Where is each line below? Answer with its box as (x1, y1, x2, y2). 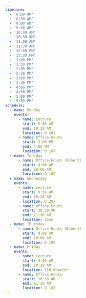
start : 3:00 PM (22, 139, 54, 145)
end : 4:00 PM (22, 144, 49, 149)
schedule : (5, 103, 25, 108)
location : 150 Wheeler (22, 267, 69, 272)
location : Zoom (22, 217, 54, 222)
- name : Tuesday (9, 153, 43, 158)
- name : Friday (9, 244, 41, 249)
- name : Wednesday (9, 176, 47, 181)
